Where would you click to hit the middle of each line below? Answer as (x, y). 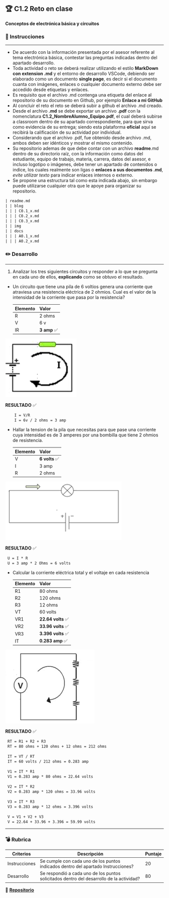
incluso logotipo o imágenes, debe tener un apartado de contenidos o (85, 164)
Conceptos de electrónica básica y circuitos (52, 23)
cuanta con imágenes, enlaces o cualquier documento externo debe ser (87, 84)
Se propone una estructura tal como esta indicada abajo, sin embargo (85, 181)
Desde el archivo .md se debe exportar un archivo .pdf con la (76, 111)
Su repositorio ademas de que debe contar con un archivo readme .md (86, 148)
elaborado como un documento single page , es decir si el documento (85, 79)
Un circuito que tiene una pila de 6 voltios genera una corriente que (82, 287)
